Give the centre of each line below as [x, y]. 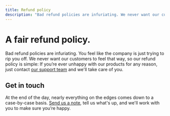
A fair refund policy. [48, 40]
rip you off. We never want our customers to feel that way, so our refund [80, 59]
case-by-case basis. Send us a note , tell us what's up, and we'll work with [82, 103]
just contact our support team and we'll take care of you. [64, 70]
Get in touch [25, 85]
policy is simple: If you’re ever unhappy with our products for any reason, [81, 64]
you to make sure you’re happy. [38, 108]
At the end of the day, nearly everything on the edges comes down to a [79, 98]
